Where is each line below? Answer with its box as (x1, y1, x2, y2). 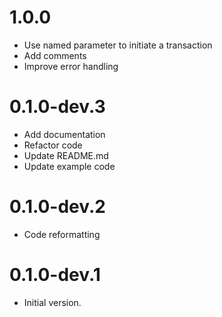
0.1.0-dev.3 (9, 96, 106, 118)
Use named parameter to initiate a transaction (23, 39, 213, 51)
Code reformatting (23, 228, 101, 240)
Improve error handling (23, 60, 119, 72)
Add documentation (23, 128, 106, 140)
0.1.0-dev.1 (9, 264, 101, 286)
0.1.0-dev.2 (9, 196, 106, 218)
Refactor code (23, 139, 83, 151)
